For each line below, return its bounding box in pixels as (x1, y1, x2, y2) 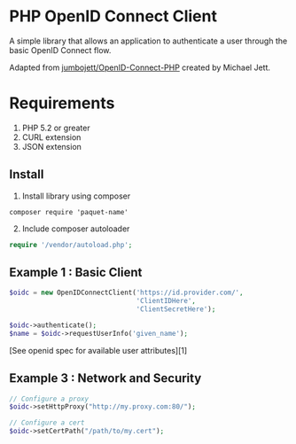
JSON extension (21, 141, 82, 152)
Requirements (9, 93, 115, 113)
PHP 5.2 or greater (21, 122, 90, 133)
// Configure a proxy (9, 394, 90, 403)
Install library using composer (21, 191, 131, 201)
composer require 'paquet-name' (9, 207, 129, 216)
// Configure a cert (9, 418, 86, 427)
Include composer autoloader (21, 223, 130, 234)
